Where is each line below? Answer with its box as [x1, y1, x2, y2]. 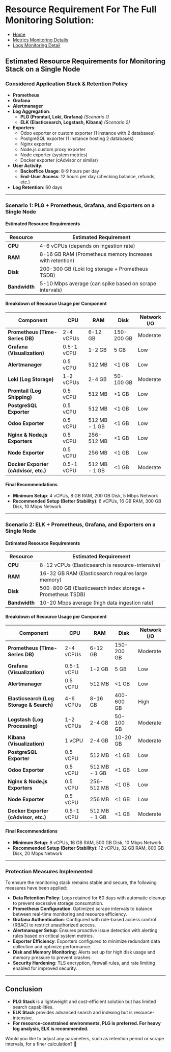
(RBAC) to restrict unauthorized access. [12, 922, 96, 928]
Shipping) [8, 393, 32, 400]
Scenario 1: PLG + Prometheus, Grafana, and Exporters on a [5, 202, 155, 209]
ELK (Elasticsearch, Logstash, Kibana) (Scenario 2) [20, 119, 130, 125]
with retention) [40, 257, 75, 264]
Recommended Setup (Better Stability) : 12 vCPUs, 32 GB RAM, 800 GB [12, 845, 164, 851]
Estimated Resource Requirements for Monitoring [5, 57, 166, 66]
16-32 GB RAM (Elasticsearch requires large [40, 570, 148, 577]
